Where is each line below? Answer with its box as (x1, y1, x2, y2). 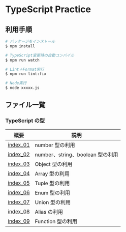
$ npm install (5, 43, 36, 49)
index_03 (8, 160, 30, 167)
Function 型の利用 (35, 218, 78, 225)
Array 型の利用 (35, 170, 70, 177)
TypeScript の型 (5, 117, 45, 124)
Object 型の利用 (35, 160, 73, 167)
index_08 (8, 208, 30, 215)
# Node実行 (5, 80, 27, 86)
